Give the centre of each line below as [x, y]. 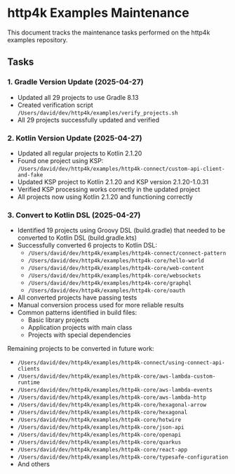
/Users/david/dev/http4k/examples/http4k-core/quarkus [99, 442]
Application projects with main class [80, 328]
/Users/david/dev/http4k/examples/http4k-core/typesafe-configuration [123, 457]
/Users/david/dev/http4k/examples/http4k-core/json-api [101, 428]
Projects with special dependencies [79, 335]
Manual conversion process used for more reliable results [101, 305]
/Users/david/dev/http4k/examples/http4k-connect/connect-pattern [127, 254]
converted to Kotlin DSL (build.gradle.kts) [77, 238]
